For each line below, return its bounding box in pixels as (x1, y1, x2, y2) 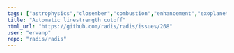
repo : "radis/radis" (7, 36, 68, 43)
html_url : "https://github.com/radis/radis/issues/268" (7, 23, 173, 30)
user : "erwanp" (7, 29, 52, 36)
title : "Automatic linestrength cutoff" (7, 17, 127, 23)
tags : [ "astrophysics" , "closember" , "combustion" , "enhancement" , (7, 10, 198, 17)
